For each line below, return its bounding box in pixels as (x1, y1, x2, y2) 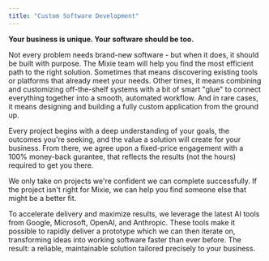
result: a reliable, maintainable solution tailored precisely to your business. (8, 243, 256, 253)
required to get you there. (8, 160, 94, 170)
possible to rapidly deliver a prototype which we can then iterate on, (8, 226, 236, 236)
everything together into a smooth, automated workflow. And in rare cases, (8, 92, 258, 102)
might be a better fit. (8, 193, 77, 203)
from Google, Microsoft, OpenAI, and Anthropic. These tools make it (8, 217, 236, 227)
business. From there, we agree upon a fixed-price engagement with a (8, 143, 244, 152)
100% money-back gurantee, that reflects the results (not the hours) (8, 152, 237, 161)
